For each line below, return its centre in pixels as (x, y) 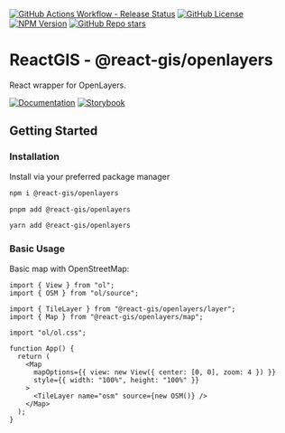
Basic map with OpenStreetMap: (69, 268)
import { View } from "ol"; (62, 285)
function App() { (42, 348)
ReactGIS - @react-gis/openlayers (141, 60)
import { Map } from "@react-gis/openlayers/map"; (106, 316)
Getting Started (54, 131)
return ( (34, 356)
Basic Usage (37, 249)
